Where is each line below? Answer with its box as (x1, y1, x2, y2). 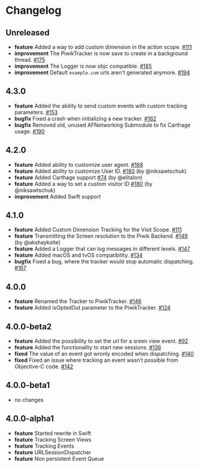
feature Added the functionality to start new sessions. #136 (14, 344, 162, 351)
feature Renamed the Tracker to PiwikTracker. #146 (14, 298, 142, 305)
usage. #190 (14, 127, 46, 135)
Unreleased (5, 28, 50, 38)
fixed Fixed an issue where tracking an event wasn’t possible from (14, 356, 178, 364)
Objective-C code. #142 (14, 363, 74, 370)
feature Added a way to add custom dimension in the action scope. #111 (14, 43, 192, 50)
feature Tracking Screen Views (14, 436, 92, 443)
